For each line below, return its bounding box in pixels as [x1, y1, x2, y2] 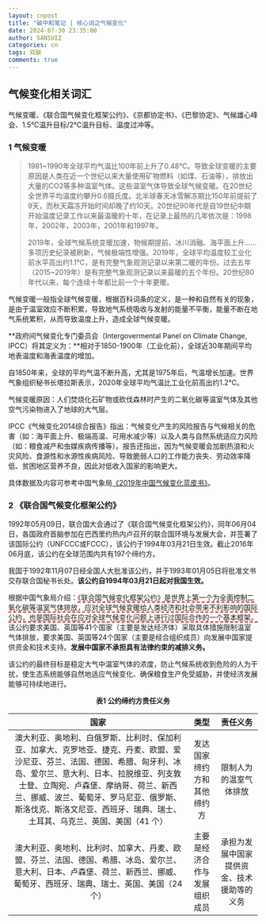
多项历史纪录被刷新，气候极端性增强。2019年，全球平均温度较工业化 [27, 247, 252, 257]
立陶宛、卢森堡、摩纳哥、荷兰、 [42, 780, 162, 791]
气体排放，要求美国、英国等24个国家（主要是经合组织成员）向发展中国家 [8, 632, 246, 642]
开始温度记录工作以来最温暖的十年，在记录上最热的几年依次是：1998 [27, 211, 252, 220]
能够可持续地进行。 [8, 679, 71, 689]
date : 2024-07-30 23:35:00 [8, 26, 97, 34]
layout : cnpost [8, 11, 59, 20]
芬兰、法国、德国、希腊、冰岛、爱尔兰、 [30, 855, 182, 866]
